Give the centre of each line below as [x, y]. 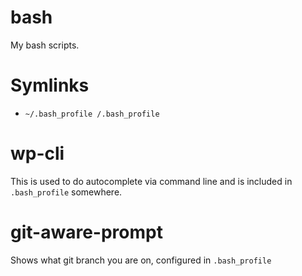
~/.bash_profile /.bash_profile [92, 114]
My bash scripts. [45, 45]
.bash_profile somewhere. [66, 192]
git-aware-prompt [86, 232]
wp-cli [37, 153]
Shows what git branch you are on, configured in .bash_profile [141, 260]
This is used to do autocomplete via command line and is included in [151, 181]
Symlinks [50, 85]
